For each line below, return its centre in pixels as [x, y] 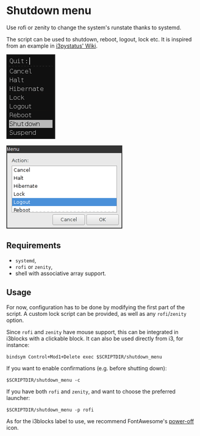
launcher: [18, 398]
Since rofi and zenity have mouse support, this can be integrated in [92, 332]
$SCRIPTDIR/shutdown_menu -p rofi [50, 410]
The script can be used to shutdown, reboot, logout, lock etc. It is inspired [99, 39]
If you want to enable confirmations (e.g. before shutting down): [87, 368]
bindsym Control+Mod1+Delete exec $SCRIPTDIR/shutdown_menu [84, 357]
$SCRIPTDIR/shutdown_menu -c [43, 380]
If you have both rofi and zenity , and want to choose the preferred [91, 391]
